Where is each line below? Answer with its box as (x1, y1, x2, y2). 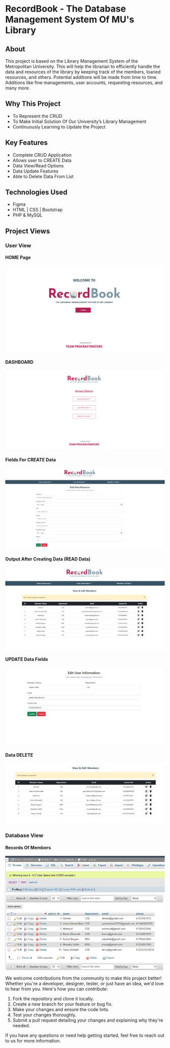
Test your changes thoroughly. (12, 1012, 77, 1018)
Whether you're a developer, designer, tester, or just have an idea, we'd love (5, 980, 164, 986)
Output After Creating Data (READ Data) (5, 556, 91, 562)
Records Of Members (5, 844, 52, 850)
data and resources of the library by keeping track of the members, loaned (5, 69, 161, 75)
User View (5, 242, 31, 249)
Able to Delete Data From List (12, 173, 74, 180)
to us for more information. (5, 1037, 61, 1043)
